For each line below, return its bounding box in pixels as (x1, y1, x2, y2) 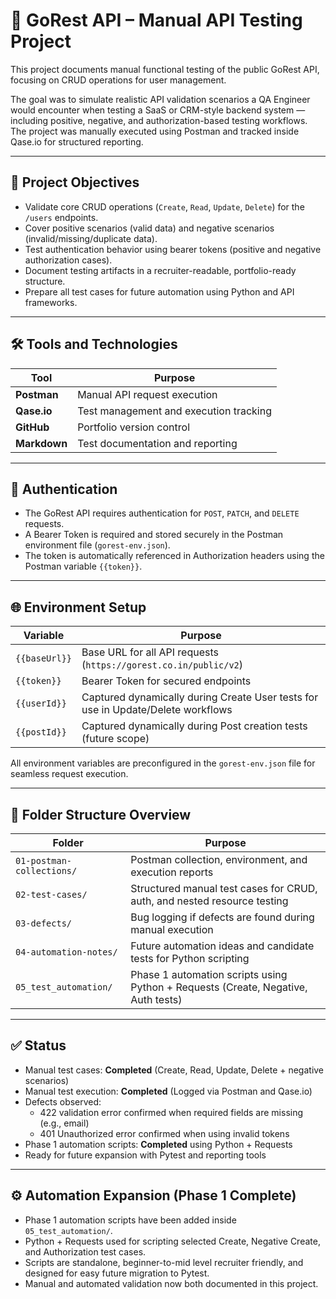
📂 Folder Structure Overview (10, 806, 192, 823)
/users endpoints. (24, 211, 99, 223)
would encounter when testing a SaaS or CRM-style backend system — (10, 104, 306, 116)
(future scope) (81, 732, 150, 746)
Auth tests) (130, 993, 183, 1006)
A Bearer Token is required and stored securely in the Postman (24, 529, 284, 541)
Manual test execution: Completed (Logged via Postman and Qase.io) (24, 1085, 313, 1097)
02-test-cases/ (15, 889, 88, 900)
